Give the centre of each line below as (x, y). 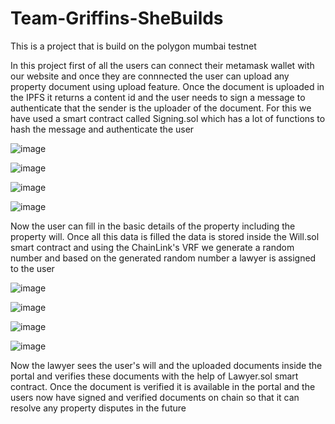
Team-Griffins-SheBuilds (117, 18)
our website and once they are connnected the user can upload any (150, 76)
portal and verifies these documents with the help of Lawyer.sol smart (154, 376)
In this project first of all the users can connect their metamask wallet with (162, 65)
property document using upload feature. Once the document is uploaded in (167, 86)
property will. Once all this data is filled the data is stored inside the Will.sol (165, 236)
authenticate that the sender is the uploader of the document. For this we (161, 108)
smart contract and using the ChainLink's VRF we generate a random (152, 247)
